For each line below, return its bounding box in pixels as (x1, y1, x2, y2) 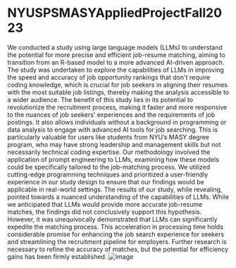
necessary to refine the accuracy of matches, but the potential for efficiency (7, 245, 229, 253)
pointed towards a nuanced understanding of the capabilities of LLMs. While (7, 192, 229, 201)
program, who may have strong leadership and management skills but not (7, 140, 221, 148)
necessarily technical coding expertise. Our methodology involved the (7, 148, 211, 156)
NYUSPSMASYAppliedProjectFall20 (7, 5, 223, 21)
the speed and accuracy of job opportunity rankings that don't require (7, 72, 211, 82)
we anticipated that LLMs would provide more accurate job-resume (7, 200, 203, 208)
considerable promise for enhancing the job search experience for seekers (7, 230, 224, 238)
